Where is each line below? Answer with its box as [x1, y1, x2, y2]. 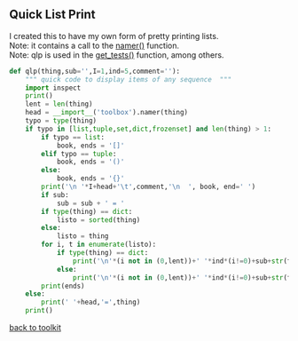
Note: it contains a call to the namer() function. [9, 40, 180, 51]
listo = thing [56, 232, 109, 241]
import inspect [25, 83, 82, 92]
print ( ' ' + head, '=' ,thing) [41, 297, 141, 307]
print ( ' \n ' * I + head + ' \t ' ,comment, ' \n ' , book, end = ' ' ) [41, 182, 256, 192]
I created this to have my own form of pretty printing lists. [9, 30, 219, 41]
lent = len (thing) [25, 99, 93, 109]
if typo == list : [41, 132, 105, 141]
